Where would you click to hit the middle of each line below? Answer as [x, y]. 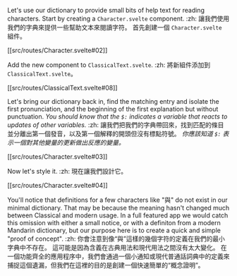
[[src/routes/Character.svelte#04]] [57, 185]
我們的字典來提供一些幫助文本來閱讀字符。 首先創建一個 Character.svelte [115, 27]
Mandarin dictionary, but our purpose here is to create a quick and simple [114, 230]
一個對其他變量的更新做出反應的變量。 [69, 143]
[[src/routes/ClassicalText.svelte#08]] [62, 88]
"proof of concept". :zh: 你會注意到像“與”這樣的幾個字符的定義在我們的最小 [116, 239]
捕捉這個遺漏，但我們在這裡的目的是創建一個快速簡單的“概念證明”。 [106, 265]
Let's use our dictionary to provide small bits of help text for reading [106, 10]
